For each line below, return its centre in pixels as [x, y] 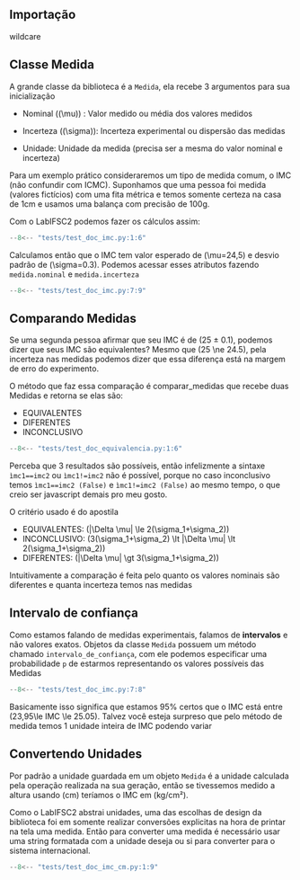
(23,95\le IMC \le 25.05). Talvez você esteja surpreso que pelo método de [146, 716]
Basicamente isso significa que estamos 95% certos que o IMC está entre [146, 707]
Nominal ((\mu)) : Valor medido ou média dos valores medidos [137, 113]
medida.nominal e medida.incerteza [74, 274]
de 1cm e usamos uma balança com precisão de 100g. [110, 204]
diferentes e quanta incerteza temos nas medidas [101, 585]
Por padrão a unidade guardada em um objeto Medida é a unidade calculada [149, 776]
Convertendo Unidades [76, 754]
